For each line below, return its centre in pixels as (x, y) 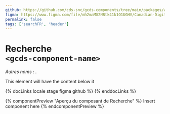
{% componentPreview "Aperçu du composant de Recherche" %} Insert (80, 101)
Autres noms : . (21, 72)
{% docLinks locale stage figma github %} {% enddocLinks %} (71, 91)
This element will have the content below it (50, 82)
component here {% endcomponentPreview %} (55, 106)
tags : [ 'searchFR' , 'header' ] (37, 24)
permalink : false (24, 19)
